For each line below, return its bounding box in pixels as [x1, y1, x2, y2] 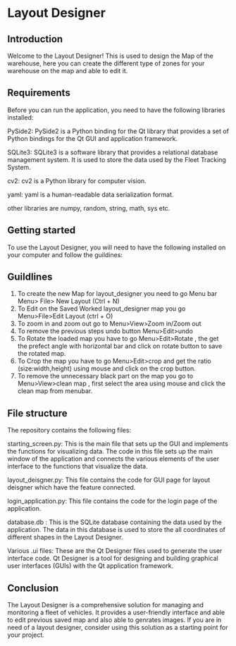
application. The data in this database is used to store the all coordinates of [7, 526, 226, 534]
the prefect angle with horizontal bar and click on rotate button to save [17, 342, 223, 350]
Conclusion [7, 582, 59, 594]
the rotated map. [17, 349, 66, 358]
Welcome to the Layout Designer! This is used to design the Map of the [7, 51, 213, 60]
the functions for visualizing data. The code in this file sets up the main [7, 447, 213, 456]
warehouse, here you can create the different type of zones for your [7, 59, 205, 68]
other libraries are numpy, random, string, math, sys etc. [7, 204, 170, 212]
